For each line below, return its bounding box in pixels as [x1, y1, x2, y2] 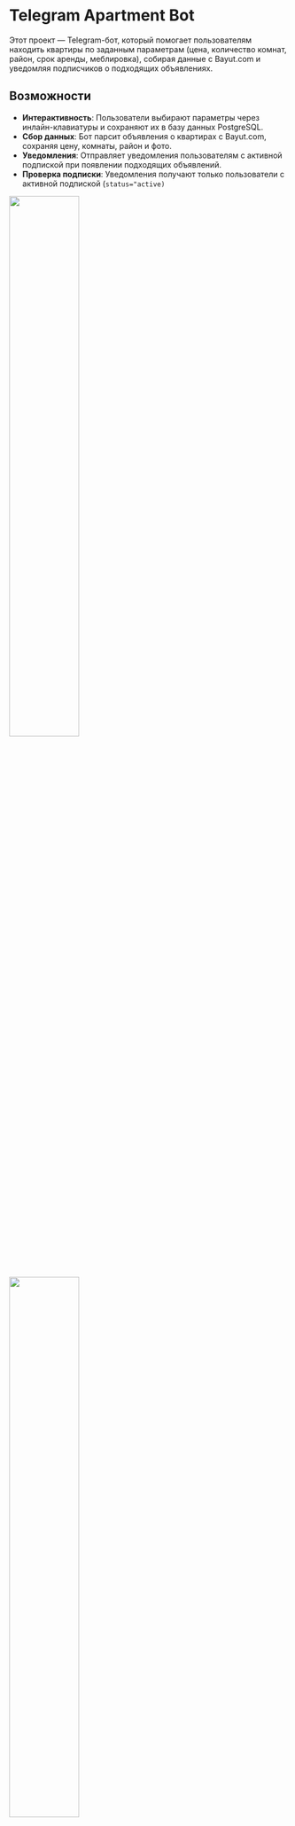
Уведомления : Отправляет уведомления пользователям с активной [21, 150, 283, 161]
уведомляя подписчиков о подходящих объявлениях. [9, 63, 213, 74]
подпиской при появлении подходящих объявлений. [21, 159, 221, 169]
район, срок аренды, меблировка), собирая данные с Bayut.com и [9, 53, 261, 64]
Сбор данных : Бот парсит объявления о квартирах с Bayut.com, [21, 130, 268, 142]
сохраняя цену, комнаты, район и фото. [21, 140, 173, 151]
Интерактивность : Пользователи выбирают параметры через [21, 112, 260, 122]
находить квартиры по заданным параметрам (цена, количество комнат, [9, 43, 287, 54]
